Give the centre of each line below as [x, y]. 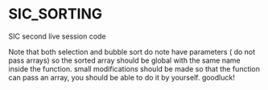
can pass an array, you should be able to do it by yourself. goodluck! [122, 77]
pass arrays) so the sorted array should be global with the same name [124, 60]
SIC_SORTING [56, 14]
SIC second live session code [57, 36]
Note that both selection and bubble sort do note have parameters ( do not [132, 51]
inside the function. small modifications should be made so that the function [134, 68]
